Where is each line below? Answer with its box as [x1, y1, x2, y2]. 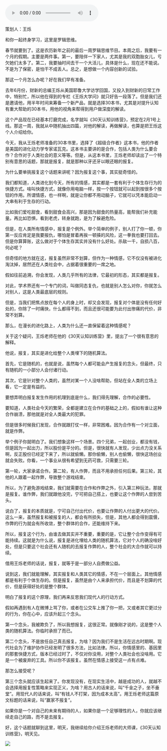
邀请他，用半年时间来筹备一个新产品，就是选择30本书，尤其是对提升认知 [9, 100, 159, 105]
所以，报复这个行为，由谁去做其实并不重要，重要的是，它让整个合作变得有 [5, 531, 158, 537]
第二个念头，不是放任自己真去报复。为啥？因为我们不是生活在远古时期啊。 [5, 639, 158, 644]
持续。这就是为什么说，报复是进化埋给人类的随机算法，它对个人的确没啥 [9, 537, 158, 543]
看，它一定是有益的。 [5, 384, 49, 389]
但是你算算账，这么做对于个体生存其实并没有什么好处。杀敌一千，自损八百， [5, 238, 162, 244]
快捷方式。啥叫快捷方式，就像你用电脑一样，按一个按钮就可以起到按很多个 [5, 186, 158, 192]
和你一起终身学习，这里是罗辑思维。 [5, 37, 80, 42]
